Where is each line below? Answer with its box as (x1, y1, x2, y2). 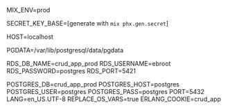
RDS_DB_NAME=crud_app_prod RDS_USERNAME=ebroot (6, 59, 171, 68)
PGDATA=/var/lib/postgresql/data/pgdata (6, 46, 124, 54)
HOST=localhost (6, 33, 53, 41)
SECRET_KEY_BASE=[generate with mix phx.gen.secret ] (6, 19, 169, 27)
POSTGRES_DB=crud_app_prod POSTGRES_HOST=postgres (6, 80, 180, 89)
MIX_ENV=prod (6, 6, 51, 14)
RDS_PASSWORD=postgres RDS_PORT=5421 (6, 67, 137, 75)
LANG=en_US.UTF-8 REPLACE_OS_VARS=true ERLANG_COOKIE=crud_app (6, 95, 221, 103)
